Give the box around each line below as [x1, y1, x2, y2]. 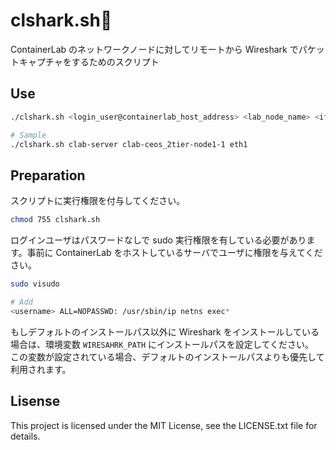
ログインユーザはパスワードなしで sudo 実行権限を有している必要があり [10, 234, 307, 246]
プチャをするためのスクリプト [36, 55, 160, 68]
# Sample [10, 130, 47, 140]
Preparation [10, 167, 86, 184]
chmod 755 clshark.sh [10, 215, 101, 225]
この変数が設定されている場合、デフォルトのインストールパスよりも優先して [10, 350, 325, 363]
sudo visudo [10, 279, 60, 289]
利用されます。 [10, 363, 72, 375]
